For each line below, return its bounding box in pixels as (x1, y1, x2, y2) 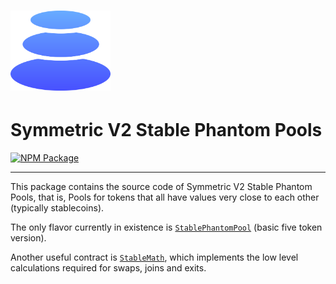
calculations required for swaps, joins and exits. (10, 262, 207, 274)
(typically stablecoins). (10, 202, 105, 214)
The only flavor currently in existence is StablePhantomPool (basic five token (10, 221, 323, 234)
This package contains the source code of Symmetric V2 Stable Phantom (10, 181, 313, 193)
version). (10, 232, 47, 244)
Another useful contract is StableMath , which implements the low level (10, 251, 299, 264)
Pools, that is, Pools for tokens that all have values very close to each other (10, 191, 320, 204)
